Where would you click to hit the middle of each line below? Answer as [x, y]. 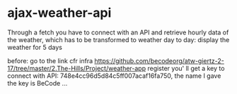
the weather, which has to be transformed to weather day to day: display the [118, 39]
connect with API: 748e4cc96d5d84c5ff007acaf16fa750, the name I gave [114, 76]
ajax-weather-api [59, 13]
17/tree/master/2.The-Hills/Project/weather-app [77, 68]
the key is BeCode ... [37, 83]
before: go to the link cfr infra [50, 60]
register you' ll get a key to [186, 68]
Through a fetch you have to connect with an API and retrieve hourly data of [118, 32]
